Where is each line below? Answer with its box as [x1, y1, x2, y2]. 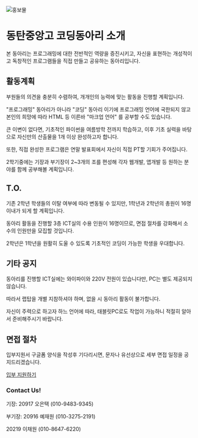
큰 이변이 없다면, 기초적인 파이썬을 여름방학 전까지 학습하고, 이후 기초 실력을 [6, 125, 181, 133]
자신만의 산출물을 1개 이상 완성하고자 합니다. [17, 133, 119, 140]
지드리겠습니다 [6, 359, 40, 366]
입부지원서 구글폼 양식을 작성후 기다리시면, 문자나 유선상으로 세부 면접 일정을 [6, 351, 183, 358]
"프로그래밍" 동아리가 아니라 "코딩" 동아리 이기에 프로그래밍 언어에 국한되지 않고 [6, 105, 191, 112]
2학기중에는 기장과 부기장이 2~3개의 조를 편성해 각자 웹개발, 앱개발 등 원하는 [6, 158, 183, 165]
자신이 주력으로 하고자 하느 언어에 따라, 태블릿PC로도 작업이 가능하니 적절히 [6, 308, 180, 315]
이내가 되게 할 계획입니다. [6, 207, 65, 214]
